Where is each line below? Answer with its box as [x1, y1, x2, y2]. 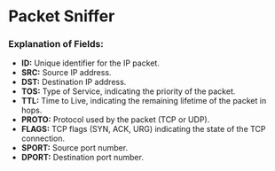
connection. [20, 133, 66, 144]
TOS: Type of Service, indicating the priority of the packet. [20, 86, 236, 97]
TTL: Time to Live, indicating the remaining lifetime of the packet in [20, 96, 267, 106]
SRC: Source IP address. [20, 67, 112, 78]
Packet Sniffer [8, 6, 115, 27]
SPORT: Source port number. [20, 143, 129, 153]
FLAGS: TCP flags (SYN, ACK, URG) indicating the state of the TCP [20, 124, 267, 135]
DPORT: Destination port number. [20, 152, 144, 163]
